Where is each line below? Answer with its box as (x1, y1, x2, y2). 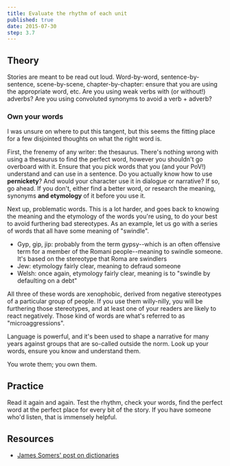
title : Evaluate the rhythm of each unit (7, 10, 128, 17)
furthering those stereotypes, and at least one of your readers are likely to (7, 305, 216, 313)
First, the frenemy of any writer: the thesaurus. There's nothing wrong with (7, 148, 218, 156)
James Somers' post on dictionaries (16, 451, 119, 459)
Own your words (7, 111, 64, 121)
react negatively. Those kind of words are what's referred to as (7, 312, 185, 320)
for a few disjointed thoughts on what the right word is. (7, 135, 163, 143)
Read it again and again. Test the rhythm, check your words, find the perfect (7, 399, 223, 407)
